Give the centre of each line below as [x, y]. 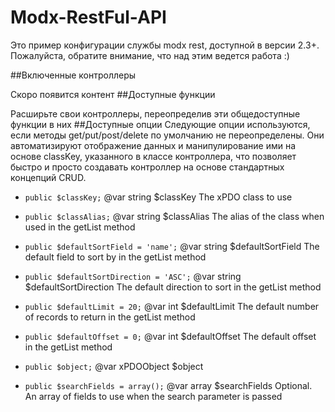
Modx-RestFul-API [88, 17]
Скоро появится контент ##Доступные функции [113, 94]
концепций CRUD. [48, 177]
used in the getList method [80, 227]
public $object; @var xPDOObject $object [114, 366]
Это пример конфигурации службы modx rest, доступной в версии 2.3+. [165, 45]
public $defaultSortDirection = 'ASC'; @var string [133, 276]
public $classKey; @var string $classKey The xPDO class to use [158, 197]
